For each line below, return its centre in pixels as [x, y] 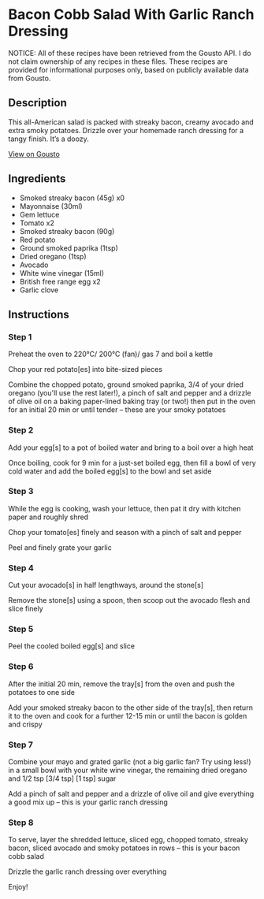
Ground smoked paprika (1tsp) [69, 248]
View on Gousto [34, 154]
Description [37, 103]
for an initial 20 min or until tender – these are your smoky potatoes [117, 410]
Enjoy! [19, 887]
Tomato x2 [37, 223]
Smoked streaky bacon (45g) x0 [72, 198]
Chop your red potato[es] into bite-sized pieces [86, 370]
